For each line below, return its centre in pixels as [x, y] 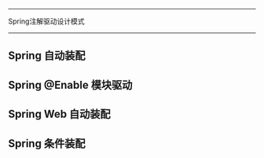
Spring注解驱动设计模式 [46, 21]
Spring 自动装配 [47, 56]
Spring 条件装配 [47, 143]
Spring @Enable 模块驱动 [70, 85]
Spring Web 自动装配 [60, 114]
